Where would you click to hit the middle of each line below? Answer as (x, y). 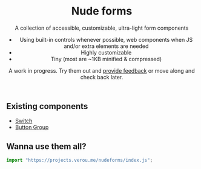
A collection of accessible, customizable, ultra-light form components (102, 28)
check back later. (102, 77)
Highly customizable (106, 52)
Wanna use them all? (46, 146)
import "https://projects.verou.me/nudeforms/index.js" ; (80, 161)
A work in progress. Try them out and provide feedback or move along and (102, 70)
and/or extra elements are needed (106, 46)
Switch (24, 121)
